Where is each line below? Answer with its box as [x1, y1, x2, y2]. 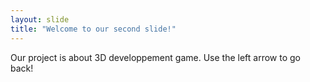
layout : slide [10, 14, 70, 25]
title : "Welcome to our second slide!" [10, 24, 177, 34]
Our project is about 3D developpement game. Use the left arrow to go [10, 51, 301, 63]
